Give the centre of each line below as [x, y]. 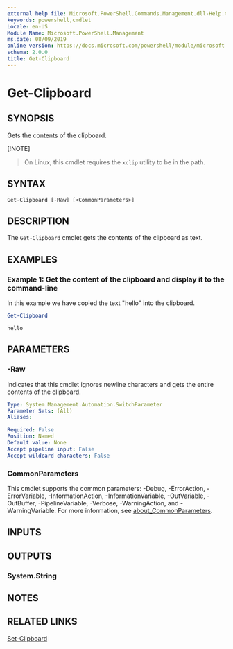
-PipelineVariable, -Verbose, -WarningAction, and [108, 503]
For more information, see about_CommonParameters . [135, 510]
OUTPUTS [29, 556]
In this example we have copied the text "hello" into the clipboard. [101, 303]
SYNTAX [27, 184]
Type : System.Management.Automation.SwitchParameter [85, 404]
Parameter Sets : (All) [40, 411]
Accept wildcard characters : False [59, 456]
